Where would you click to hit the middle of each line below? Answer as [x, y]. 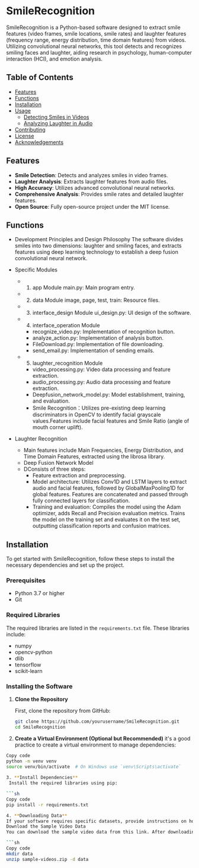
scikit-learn [28, 671]
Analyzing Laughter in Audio [58, 123]
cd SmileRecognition [40, 727]
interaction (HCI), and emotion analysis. [54, 59]
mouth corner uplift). [57, 427]
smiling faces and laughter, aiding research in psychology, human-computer [99, 52]
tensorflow [28, 665]
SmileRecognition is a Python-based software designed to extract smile [93, 27]
